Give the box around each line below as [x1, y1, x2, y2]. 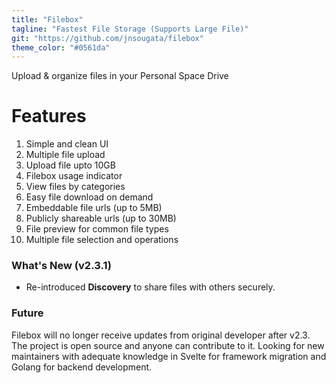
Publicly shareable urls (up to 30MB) [25, 212, 177, 225]
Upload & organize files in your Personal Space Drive [11, 70, 229, 82]
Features [11, 105, 87, 128]
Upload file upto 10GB [25, 159, 116, 171]
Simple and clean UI [25, 138, 109, 150]
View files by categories [25, 181, 126, 193]
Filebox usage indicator [25, 170, 123, 182]
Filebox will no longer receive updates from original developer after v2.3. [11, 329, 311, 341]
